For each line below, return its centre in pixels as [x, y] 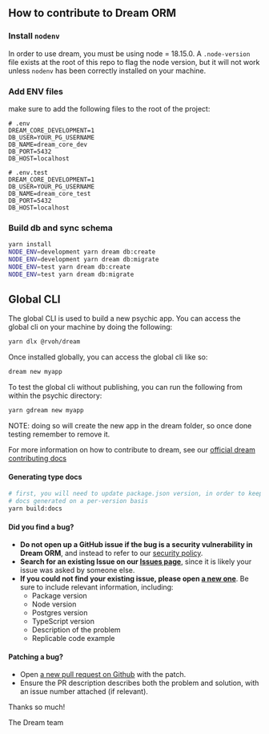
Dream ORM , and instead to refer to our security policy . [111, 554]
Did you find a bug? [41, 527]
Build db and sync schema [61, 228]
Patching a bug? [36, 656]
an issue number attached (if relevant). [84, 691]
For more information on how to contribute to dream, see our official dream [132, 450]
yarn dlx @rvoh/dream [44, 342]
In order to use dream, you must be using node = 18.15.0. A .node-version [129, 53]
